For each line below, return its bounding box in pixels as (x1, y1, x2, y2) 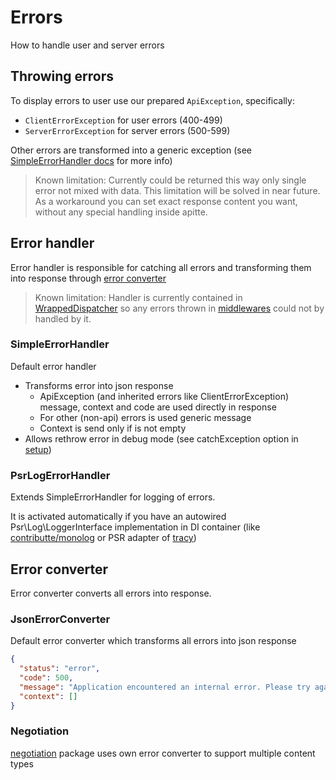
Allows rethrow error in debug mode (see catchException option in (24, 432, 299, 445)
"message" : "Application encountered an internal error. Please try (19, 682, 311, 692)
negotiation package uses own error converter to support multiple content (10, 747, 316, 759)
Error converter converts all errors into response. (10, 587, 212, 599)
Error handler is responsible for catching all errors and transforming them (10, 261, 312, 273)
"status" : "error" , (19, 664, 101, 674)
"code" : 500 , (19, 673, 74, 683)
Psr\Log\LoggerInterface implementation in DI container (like (10, 521, 261, 533)
